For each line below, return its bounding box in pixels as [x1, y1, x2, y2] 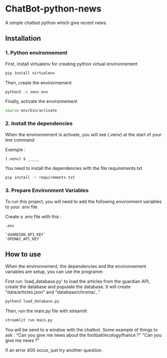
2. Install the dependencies [5, 120, 73, 127]
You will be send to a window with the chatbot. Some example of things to [5, 327, 158, 333]
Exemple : [5, 146, 26, 152]
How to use [5, 250, 41, 258]
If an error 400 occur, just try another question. [5, 347, 103, 353]
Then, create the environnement [5, 79, 72, 85]
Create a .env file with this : [5, 213, 62, 219]
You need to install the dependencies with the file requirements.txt [5, 165, 142, 171]
